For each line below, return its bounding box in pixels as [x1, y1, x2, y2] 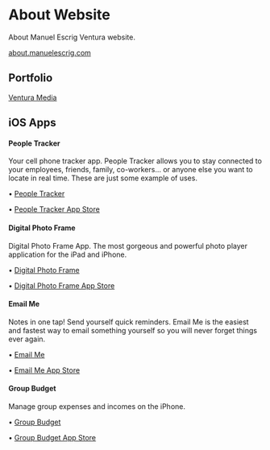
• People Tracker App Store [8, 204, 101, 214]
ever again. [8, 334, 46, 344]
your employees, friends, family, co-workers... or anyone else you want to [8, 165, 254, 175]
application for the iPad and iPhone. [8, 250, 127, 259]
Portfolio [8, 71, 53, 85]
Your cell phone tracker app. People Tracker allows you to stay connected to [8, 156, 262, 166]
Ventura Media [8, 93, 57, 102]
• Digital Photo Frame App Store [8, 280, 115, 291]
